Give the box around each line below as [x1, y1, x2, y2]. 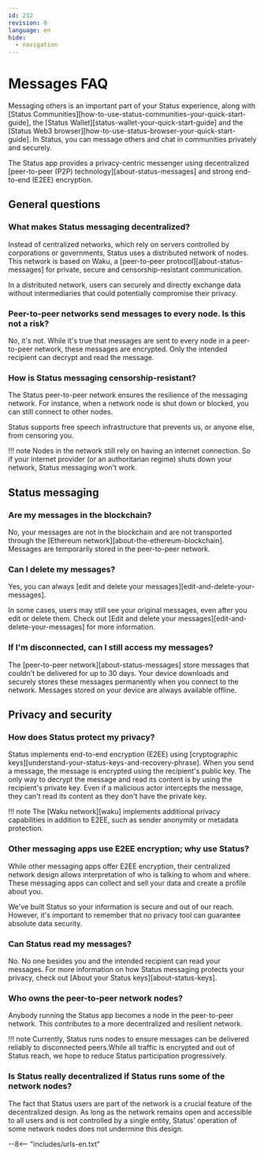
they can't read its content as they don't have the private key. [8, 791, 207, 801]
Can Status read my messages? [8, 938, 132, 949]
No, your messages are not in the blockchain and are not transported [8, 527, 232, 537]
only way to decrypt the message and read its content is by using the [8, 775, 232, 784]
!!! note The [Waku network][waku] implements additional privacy [8, 807, 221, 816]
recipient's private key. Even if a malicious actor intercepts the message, [8, 783, 244, 793]
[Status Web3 [8, 126, 53, 136]
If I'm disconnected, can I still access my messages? [8, 642, 214, 653]
